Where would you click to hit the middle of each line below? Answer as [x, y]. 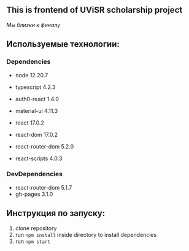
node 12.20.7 [32, 75]
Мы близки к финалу [33, 25]
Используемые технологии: [63, 44]
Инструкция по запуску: [56, 213]
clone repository [36, 228]
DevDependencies [35, 174]
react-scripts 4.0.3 [39, 158]
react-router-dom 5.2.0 [44, 146]
